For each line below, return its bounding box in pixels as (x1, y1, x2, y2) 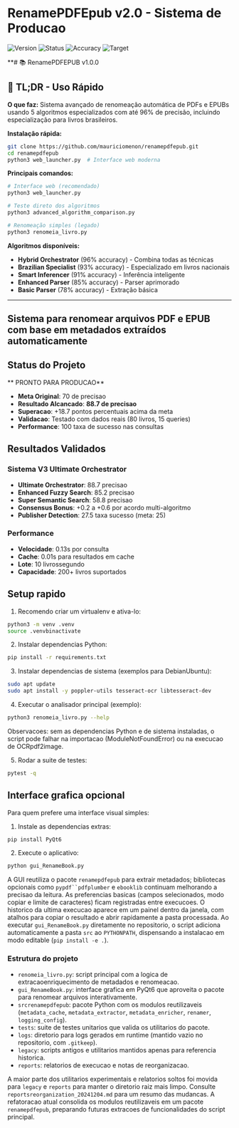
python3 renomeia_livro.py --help (7, 714, 110, 721)
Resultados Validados (7, 443, 107, 455)
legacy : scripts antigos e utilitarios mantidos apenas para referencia (17, 1045, 217, 1054)
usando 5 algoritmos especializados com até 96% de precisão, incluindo (7, 108, 221, 116)
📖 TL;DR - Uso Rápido (7, 81, 105, 93)
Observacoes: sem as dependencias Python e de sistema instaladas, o (7, 727, 215, 735)
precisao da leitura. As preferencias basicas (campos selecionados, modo (7, 891, 224, 899)
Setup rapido (7, 588, 66, 600)
